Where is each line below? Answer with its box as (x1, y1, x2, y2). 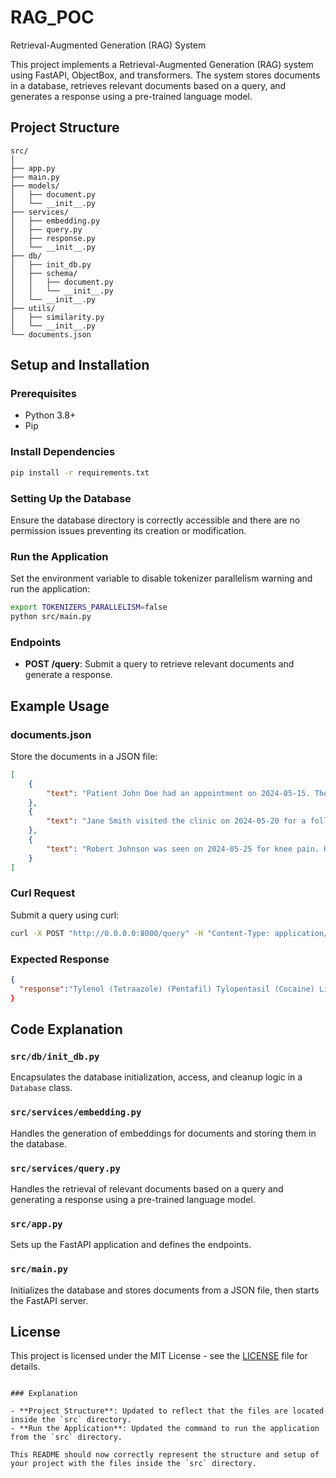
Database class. (10, 1082, 73, 1094)
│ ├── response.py (10, 233, 97, 243)
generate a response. (24, 669, 113, 681)
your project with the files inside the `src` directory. (10, 1459, 257, 1469)
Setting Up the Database (10, 491, 132, 505)
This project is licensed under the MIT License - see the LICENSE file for (10, 1350, 308, 1362)
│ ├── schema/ (10, 268, 78, 278)
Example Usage (10, 697, 110, 715)
